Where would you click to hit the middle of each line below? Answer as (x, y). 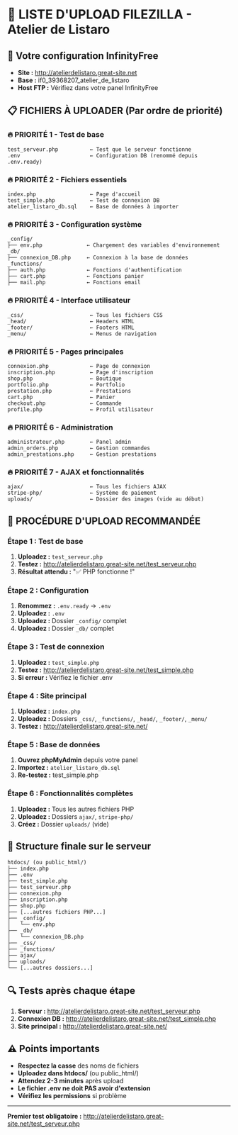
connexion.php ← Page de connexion (79, 366)
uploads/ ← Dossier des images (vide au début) (106, 499)
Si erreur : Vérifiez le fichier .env (65, 677)
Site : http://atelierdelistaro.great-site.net (77, 73)
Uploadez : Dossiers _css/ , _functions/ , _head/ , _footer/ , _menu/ (112, 719)
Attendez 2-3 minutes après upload (70, 1081)
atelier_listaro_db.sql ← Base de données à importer (93, 206)
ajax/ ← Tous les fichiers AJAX (87, 487)
